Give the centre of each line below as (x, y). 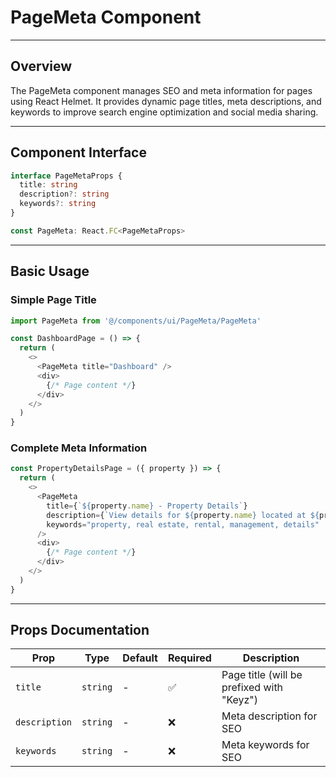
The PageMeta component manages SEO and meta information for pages (161, 90)
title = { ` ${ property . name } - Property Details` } (147, 506)
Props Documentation (80, 630)
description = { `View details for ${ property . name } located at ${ (183, 515)
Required (189, 658)
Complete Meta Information (79, 448)
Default (140, 658)
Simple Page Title (53, 300)
